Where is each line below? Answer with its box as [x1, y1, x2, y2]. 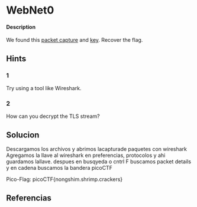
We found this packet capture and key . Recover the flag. [6, 37, 143, 44]
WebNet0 [6, 4, 54, 17]
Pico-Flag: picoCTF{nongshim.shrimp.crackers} [6, 176, 123, 183]
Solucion [6, 130, 40, 140]
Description [6, 23, 36, 30]
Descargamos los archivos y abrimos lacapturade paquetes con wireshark [6, 146, 188, 153]
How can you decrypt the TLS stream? [6, 113, 100, 120]
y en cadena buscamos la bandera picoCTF [6, 165, 112, 172]
